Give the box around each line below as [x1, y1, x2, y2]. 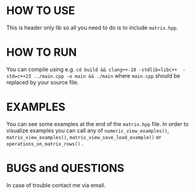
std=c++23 [6, 73, 32, 80]
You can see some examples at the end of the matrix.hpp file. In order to [6, 120, 189, 127]
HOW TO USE [6, 4, 75, 18]
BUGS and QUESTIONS [6, 162, 125, 175]
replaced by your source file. [6, 78, 79, 86]
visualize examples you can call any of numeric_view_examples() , [6, 127, 169, 134]
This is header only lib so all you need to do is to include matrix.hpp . [6, 24, 178, 31]
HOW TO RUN [6, 45, 77, 59]
